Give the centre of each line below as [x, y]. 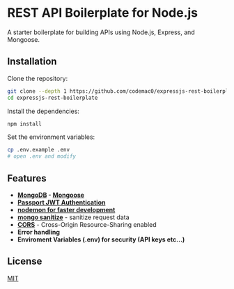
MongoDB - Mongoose [51, 195]
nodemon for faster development [66, 209]
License [25, 261]
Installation [32, 62]
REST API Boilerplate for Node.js [103, 13]
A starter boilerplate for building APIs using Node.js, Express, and [101, 32]
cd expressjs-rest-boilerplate [53, 98]
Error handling [39, 232]
